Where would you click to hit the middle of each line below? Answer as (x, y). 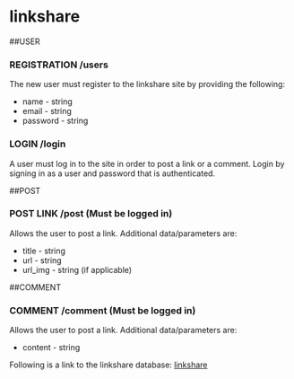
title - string (43, 251)
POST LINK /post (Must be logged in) (91, 214)
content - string (51, 348)
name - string (48, 101)
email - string (47, 111)
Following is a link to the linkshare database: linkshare (108, 365)
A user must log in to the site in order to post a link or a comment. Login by (147, 163)
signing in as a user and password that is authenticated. (112, 173)
